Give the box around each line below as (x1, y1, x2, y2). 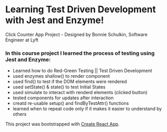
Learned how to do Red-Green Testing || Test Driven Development (12, 68, 152, 74)
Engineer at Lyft (5, 37, 39, 43)
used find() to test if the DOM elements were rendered (12, 78, 127, 85)
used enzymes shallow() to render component (12, 73, 110, 79)
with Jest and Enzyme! (5, 14, 104, 26)
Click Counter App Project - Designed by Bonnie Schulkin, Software (5, 31, 148, 37)
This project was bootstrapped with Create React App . (5, 121, 120, 127)
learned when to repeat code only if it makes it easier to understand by (12, 106, 162, 112)
